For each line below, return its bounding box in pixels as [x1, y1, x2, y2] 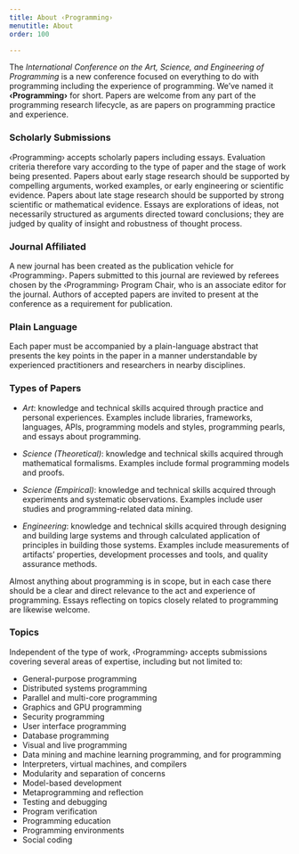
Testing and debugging [21, 796, 108, 807]
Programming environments [21, 825, 125, 835]
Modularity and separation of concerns [21, 768, 166, 778]
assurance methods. [21, 558, 98, 569]
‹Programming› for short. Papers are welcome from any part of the [9, 90, 256, 101]
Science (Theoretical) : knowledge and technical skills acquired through [21, 448, 284, 459]
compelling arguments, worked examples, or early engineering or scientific [9, 180, 285, 191]
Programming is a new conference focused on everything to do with [9, 71, 260, 82]
